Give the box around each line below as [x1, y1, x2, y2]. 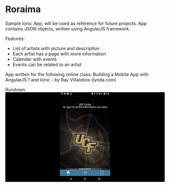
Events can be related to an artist [12, 61, 82, 67]
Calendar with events [12, 56, 57, 62]
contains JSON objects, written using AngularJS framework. [5, 25, 131, 31]
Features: [5, 35, 25, 42]
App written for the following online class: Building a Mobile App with [5, 71, 149, 77]
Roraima [5, 4, 41, 15]
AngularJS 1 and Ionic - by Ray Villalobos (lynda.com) [5, 77, 117, 83]
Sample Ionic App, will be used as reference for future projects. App [5, 20, 147, 26]
